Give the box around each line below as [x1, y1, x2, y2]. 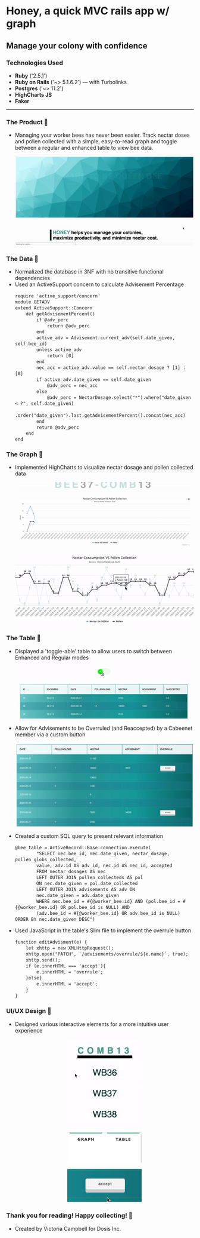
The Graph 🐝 [6, 450, 43, 458]
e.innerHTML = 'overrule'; [36, 969, 104, 975]
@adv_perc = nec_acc [46, 382, 98, 389]
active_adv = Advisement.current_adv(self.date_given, [36, 334, 176, 341]
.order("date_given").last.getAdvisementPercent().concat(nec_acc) [14, 412, 186, 419]
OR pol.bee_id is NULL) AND [60, 905, 130, 911]
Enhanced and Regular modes [14, 654, 89, 661]
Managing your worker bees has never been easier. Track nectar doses [14, 131, 190, 139]
